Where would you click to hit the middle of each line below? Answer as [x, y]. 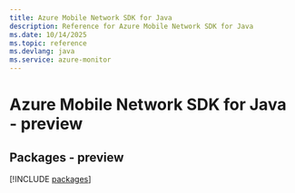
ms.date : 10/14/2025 [49, 34]
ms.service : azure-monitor [60, 60]
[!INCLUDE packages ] [50, 179]
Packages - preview [67, 157]
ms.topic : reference [49, 43]
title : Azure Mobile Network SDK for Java [91, 18]
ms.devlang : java [42, 52]
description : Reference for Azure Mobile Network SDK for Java [132, 26]
